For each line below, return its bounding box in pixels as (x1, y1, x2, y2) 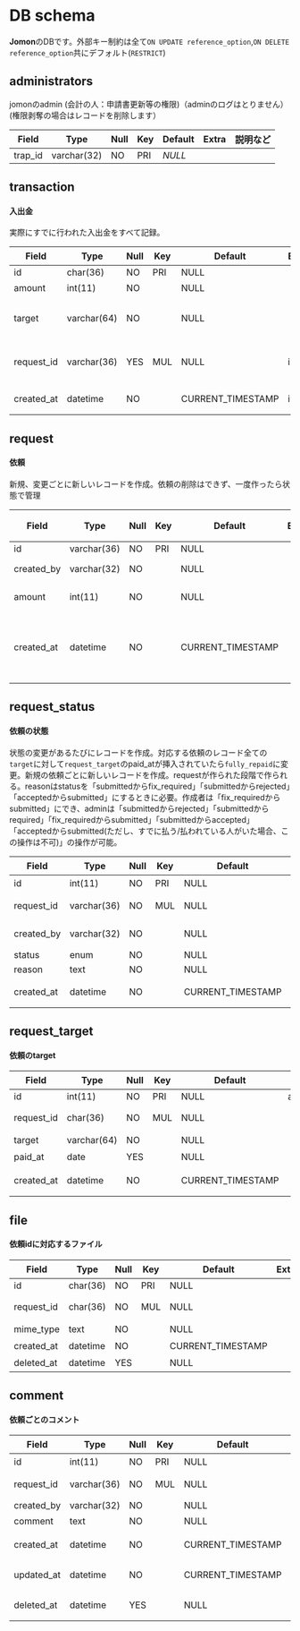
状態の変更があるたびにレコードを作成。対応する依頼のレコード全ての (9, 747, 268, 757)
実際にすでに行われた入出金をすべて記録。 (9, 227, 165, 238)
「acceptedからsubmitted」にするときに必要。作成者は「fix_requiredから (9, 791, 281, 802)
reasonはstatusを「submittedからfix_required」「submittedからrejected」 (24, 781, 290, 791)
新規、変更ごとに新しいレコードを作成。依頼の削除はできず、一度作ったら (9, 478, 283, 489)
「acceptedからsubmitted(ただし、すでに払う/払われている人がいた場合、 (9, 825, 281, 836)
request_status (9, 699, 96, 714)
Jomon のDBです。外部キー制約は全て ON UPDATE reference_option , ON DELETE (9, 36, 290, 47)
